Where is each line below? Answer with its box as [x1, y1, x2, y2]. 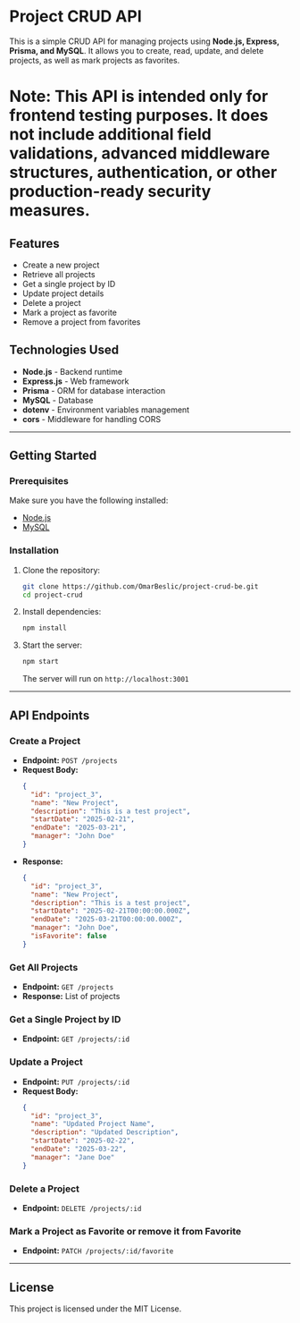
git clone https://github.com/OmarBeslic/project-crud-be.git [21, 581, 259, 591]
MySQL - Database [21, 394, 94, 405]
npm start [21, 657, 60, 666]
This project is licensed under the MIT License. [9, 1303, 182, 1314]
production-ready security [9, 182, 212, 202]
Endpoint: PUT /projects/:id [21, 1076, 130, 1087]
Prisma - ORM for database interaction [21, 385, 166, 395]
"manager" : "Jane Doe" [30, 1152, 115, 1162]
